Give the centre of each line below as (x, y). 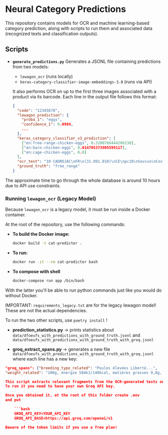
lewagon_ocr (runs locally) (46, 76)
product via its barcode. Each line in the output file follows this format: (84, 96)
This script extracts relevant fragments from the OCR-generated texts (81, 382)
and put (13, 400)
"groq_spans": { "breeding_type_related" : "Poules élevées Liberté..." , (81, 368)
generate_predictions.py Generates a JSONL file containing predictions (86, 61)
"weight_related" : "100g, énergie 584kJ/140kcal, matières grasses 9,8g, (84, 373)
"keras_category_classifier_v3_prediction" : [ (66, 138)
